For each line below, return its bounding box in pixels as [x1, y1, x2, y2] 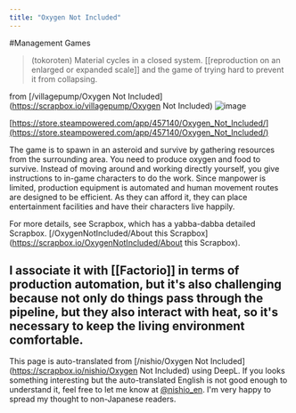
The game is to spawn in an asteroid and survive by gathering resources [9, 144, 275, 155]
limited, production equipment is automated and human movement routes [9, 182, 279, 192]
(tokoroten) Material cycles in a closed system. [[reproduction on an [30, 54, 281, 65]
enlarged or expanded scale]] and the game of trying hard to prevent [30, 64, 284, 75]
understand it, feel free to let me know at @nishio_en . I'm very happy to [9, 385, 272, 395]
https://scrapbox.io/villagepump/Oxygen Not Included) [12, 100, 213, 111]
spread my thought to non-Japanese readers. [9, 393, 177, 405]
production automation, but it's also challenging [9, 277, 283, 292]
